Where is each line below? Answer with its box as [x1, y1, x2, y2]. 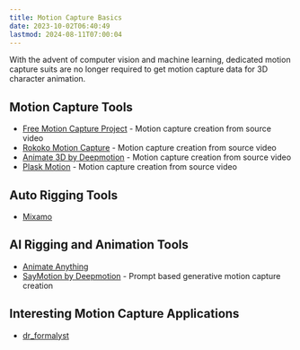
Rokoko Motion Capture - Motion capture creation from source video [22, 143, 277, 153]
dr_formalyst [22, 329, 70, 341]
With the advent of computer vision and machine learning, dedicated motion [9, 55, 291, 66]
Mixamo [22, 212, 52, 222]
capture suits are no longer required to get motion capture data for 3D [9, 64, 269, 74]
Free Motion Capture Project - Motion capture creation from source [22, 123, 272, 135]
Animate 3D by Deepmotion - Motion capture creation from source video [22, 152, 292, 162]
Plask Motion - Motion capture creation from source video [22, 162, 238, 172]
